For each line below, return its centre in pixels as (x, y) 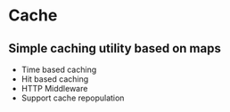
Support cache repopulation (73, 98)
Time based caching (59, 69)
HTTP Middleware (54, 88)
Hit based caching (55, 79)
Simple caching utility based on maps (115, 48)
